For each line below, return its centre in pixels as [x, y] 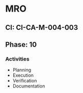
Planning [22, 70]
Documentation [29, 86]
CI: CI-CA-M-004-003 [42, 28]
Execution [23, 75]
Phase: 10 [21, 44]
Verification [25, 81]
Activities [17, 59]
